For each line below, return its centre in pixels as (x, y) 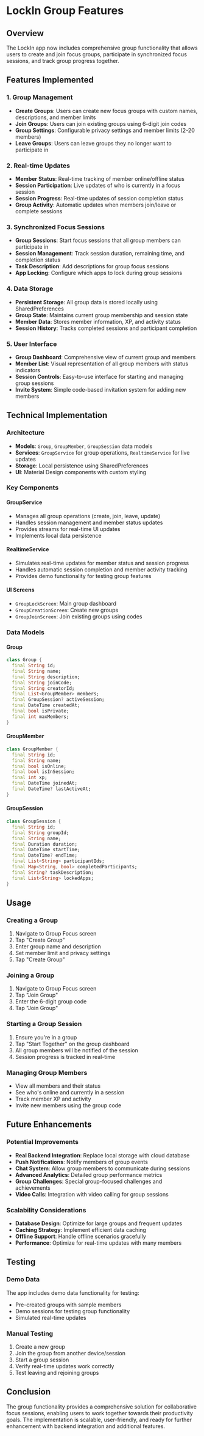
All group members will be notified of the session (76, 1050)
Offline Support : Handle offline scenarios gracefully (80, 1236)
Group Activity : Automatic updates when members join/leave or (96, 205)
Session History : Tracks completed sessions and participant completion (106, 328)
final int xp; (30, 778)
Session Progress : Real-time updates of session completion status (99, 198)
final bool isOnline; (39, 766)
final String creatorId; (43, 688)
